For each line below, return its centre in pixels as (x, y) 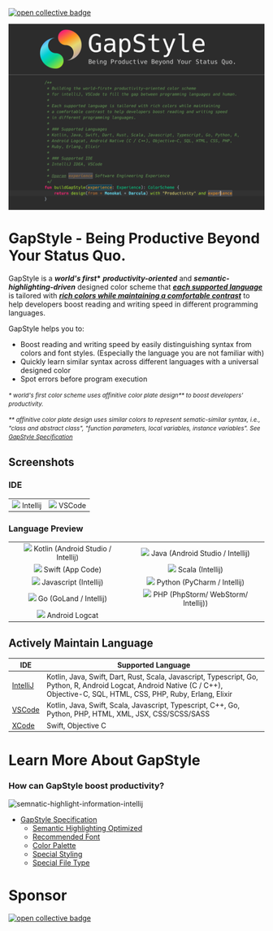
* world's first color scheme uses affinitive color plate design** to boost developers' (126, 396)
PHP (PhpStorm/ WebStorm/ (201, 594)
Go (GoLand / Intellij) (73, 598)
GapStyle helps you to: (46, 328)
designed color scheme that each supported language (169, 287)
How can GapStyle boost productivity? (87, 786)
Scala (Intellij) (200, 570)
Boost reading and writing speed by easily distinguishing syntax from (136, 345)
